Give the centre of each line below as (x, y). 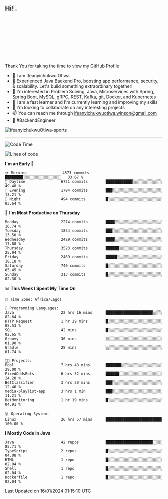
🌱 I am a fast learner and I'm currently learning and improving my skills (85, 102)
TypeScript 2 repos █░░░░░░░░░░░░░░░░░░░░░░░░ (84, 451)
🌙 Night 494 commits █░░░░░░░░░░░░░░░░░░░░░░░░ (84, 199)
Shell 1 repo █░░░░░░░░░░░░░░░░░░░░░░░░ (84, 468)
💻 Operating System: (27, 414)
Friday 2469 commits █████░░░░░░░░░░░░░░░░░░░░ (84, 257)
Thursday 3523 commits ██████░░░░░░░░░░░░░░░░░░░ (84, 248)
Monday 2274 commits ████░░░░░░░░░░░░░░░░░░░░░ (84, 222)
